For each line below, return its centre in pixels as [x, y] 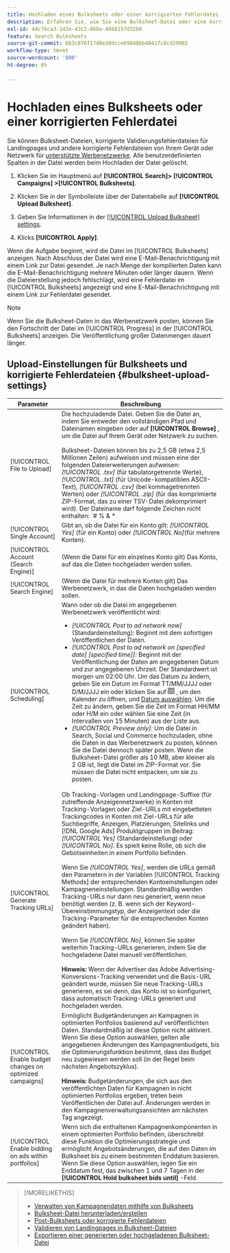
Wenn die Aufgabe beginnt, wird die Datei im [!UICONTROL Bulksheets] [108, 251]
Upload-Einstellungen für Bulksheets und [97, 364]
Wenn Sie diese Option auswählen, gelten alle [126, 1037]
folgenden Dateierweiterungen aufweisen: [120, 465]
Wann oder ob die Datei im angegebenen [119, 605]
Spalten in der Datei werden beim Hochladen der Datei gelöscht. [98, 162]
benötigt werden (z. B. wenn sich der [113, 904]
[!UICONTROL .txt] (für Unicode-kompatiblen [126, 480]
